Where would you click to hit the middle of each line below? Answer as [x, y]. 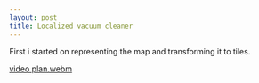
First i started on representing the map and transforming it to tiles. [130, 51]
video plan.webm [41, 69]
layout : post [33, 17]
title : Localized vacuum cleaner [71, 26]
